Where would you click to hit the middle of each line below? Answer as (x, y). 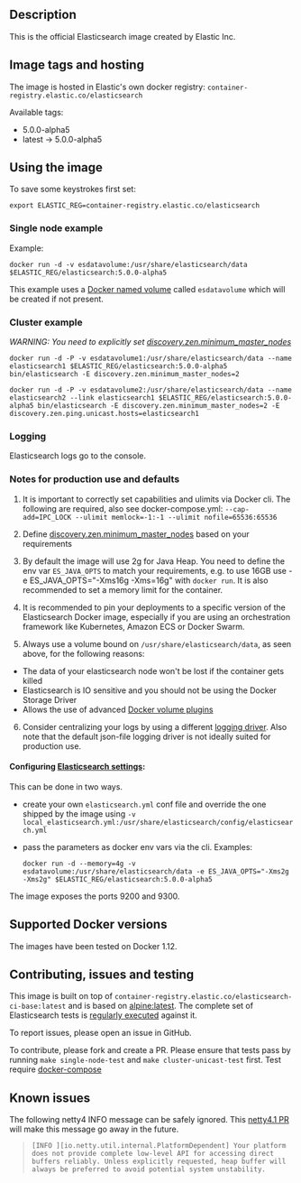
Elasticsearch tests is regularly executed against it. (104, 1015)
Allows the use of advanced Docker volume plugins (118, 709)
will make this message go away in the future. (94, 1129)
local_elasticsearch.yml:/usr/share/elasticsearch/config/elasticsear (158, 822)
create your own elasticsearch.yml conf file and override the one (144, 804)
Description (43, 15)
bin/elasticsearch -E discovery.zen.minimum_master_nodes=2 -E (159, 406)
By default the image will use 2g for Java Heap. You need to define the (154, 561)
